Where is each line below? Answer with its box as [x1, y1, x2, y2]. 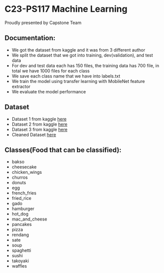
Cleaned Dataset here [11, 132, 56, 137]
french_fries [11, 190, 36, 196]
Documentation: [4, 34, 56, 42]
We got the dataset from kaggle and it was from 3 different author [11, 47, 146, 53]
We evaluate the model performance [11, 88, 86, 94]
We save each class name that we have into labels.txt [11, 73, 121, 79]
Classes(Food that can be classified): [4, 146, 122, 154]
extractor [11, 83, 31, 89]
